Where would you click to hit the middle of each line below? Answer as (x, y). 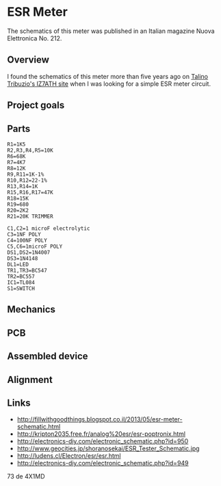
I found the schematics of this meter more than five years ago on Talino (108, 76)
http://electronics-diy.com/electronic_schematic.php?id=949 (103, 463)
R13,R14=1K (23, 186)
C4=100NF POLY (27, 240)
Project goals (36, 105)
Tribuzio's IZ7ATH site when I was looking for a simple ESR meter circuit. (109, 84)
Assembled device (48, 357)
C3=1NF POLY (24, 234)
